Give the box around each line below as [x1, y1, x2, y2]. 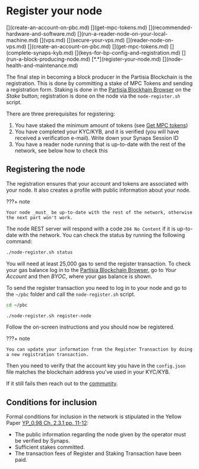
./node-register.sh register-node [6, 312, 92, 319]
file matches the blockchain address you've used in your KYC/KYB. [6, 368, 170, 376]
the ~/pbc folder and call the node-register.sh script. [6, 290, 135, 298]
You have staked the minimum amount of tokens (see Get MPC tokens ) [14, 121, 188, 129]
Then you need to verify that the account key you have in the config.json [6, 362, 186, 370]
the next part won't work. [6, 214, 73, 221]
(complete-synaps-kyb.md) [6, 49, 74, 56]
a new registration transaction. [6, 352, 89, 358]
